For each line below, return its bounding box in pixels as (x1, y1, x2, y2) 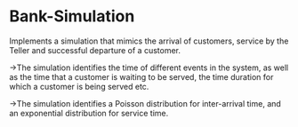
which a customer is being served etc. (9, 81, 149, 91)
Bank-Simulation (9, 6, 135, 27)
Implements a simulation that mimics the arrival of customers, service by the (9, 36, 289, 46)
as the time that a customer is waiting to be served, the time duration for (9, 71, 274, 82)
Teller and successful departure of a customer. (9, 44, 181, 55)
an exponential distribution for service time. (9, 107, 169, 118)
